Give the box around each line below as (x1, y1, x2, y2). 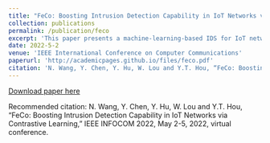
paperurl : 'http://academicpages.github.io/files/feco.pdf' (8, 57, 215, 65)
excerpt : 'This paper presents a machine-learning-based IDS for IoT (8, 34, 247, 43)
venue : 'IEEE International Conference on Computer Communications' (8, 49, 243, 57)
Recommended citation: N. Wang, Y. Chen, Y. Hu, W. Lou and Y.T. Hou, (8, 101, 243, 111)
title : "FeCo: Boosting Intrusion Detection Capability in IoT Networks (8, 11, 257, 20)
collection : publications (8, 19, 95, 27)
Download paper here (8, 86, 80, 96)
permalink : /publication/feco (8, 27, 110, 35)
